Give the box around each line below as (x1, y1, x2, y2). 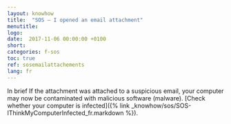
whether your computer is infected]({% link (7, 101, 130, 110)
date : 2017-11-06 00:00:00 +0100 (7, 36, 107, 43)
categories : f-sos (7, 49, 60, 56)
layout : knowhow (7, 10, 54, 17)
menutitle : (7, 23, 39, 30)
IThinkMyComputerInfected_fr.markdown (7, 108, 124, 117)
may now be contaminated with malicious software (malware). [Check (7, 94, 205, 102)
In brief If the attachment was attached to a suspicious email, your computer (7, 87, 224, 95)
